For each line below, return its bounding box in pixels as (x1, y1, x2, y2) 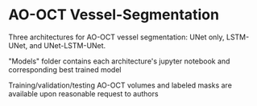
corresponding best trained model (8, 64, 122, 74)
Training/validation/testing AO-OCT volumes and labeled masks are (8, 80, 232, 90)
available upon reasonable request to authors (8, 88, 159, 98)
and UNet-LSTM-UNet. (29, 40, 106, 50)
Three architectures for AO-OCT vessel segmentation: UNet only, (8, 32, 225, 42)
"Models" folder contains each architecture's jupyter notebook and (8, 56, 230, 66)
